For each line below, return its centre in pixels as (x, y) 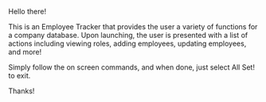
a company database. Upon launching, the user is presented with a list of (128, 35)
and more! (25, 52)
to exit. (20, 76)
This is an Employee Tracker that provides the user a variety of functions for (133, 26)
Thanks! (22, 91)
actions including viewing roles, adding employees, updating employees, (127, 43)
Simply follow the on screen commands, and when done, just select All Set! (131, 67)
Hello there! (27, 11)
